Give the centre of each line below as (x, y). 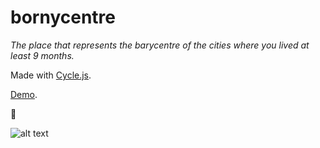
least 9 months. (42, 55)
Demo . (24, 94)
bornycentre (63, 17)
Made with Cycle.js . (51, 75)
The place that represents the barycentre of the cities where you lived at (160, 45)
